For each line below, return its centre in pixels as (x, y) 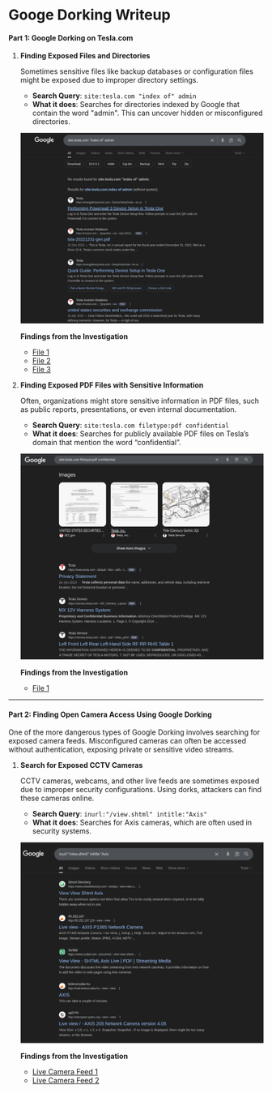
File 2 (41, 360)
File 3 (41, 369)
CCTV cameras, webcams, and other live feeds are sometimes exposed (140, 781)
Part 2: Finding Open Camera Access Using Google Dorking (110, 714)
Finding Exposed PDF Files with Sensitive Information (112, 385)
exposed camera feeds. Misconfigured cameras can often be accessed (127, 741)
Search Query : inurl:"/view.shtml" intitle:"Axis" (120, 814)
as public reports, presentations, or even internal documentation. (128, 409)
